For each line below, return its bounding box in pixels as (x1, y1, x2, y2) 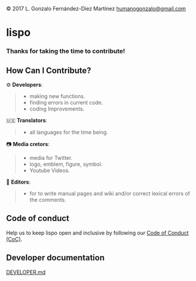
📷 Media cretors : (6, 140, 50, 147)
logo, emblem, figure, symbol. (29, 160, 102, 168)
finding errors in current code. (29, 99, 104, 106)
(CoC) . (6, 235, 23, 242)
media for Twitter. (29, 154, 73, 161)
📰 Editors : (6, 178, 31, 185)
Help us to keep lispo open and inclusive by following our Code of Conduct (6, 229, 189, 236)
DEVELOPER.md (6, 269, 46, 276)
